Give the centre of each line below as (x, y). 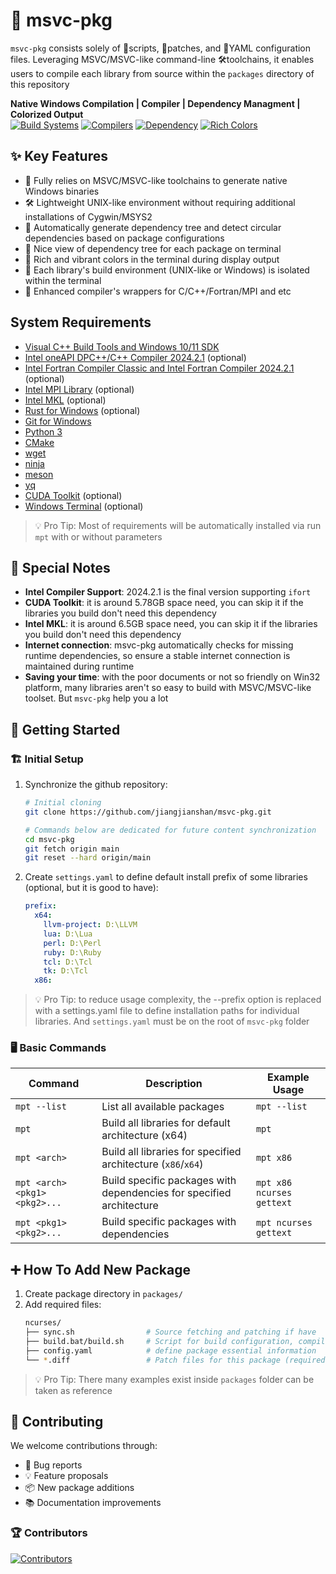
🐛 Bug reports (53, 1465)
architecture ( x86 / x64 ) (152, 1164)
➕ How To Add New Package (100, 1269)
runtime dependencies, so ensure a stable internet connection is (157, 656)
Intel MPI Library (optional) (79, 389)
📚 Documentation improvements (93, 1503)
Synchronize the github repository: (96, 785)
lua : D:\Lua (68, 934)
